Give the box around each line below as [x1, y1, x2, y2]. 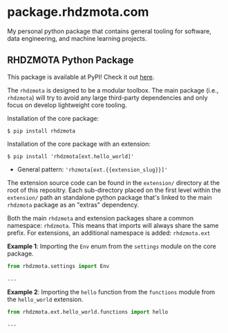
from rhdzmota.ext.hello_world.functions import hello [7, 308, 169, 315]
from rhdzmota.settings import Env [7, 263, 110, 269]
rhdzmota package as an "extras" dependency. [7, 200, 140, 209]
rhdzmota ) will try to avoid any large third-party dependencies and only [7, 93, 209, 102]
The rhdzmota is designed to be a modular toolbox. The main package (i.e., [7, 86, 219, 94]
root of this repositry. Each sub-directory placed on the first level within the [7, 186, 221, 194]
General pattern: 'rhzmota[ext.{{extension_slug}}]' [17, 165, 168, 173]
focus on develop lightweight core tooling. [7, 101, 127, 109]
